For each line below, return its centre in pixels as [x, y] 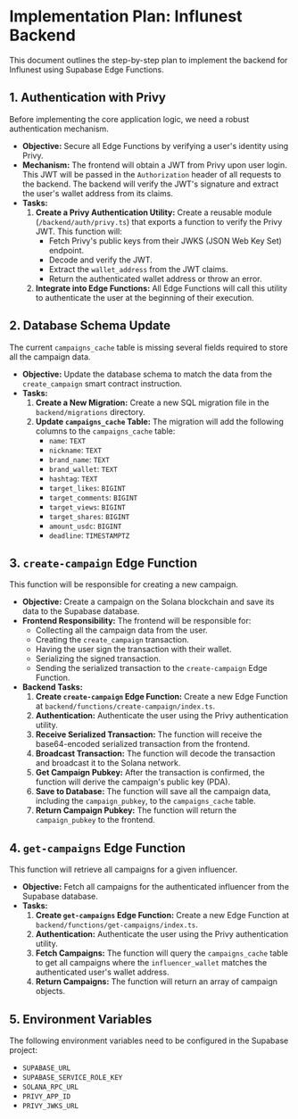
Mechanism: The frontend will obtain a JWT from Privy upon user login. [154, 165]
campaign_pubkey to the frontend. [95, 820]
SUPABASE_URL [46, 1068]
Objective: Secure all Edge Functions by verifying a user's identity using [155, 145]
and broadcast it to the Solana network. [108, 763]
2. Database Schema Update [90, 326]
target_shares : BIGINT [89, 516]
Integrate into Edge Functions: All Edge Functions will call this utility [161, 288]
